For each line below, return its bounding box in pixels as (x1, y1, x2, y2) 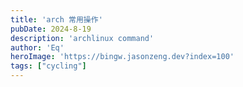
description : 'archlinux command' (10, 33, 155, 43)
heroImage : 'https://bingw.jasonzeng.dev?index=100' (10, 52, 235, 62)
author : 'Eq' (10, 42, 65, 53)
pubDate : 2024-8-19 (10, 24, 92, 34)
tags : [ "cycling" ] (10, 61, 87, 71)
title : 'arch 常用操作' (10, 14, 103, 25)
